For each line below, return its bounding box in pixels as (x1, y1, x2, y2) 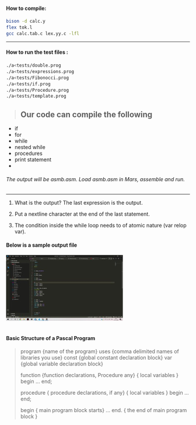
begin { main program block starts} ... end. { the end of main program (20, 406, 187, 413)
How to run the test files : (6, 49, 69, 56)
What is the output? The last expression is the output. (14, 199, 143, 206)
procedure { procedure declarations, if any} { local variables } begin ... (20, 389, 190, 396)
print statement (14, 156, 51, 163)
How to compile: (6, 5, 47, 12)
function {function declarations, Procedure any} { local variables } (20, 371, 179, 378)
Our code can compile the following (20, 109, 153, 119)
